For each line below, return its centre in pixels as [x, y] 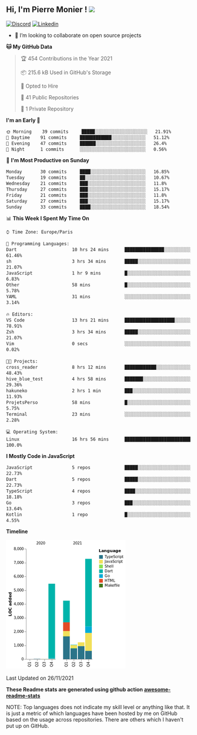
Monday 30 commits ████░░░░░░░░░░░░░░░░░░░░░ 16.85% [88, 172]
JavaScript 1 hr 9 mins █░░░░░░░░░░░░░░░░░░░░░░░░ [98, 273]
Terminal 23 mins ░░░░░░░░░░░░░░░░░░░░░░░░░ [98, 414]
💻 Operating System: [32, 432]
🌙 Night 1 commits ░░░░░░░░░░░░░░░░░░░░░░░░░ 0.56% [86, 149]
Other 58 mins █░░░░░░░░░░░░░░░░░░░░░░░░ [98, 285]
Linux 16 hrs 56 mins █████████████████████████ [98, 439]
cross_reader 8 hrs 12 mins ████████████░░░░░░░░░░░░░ [98, 367]
